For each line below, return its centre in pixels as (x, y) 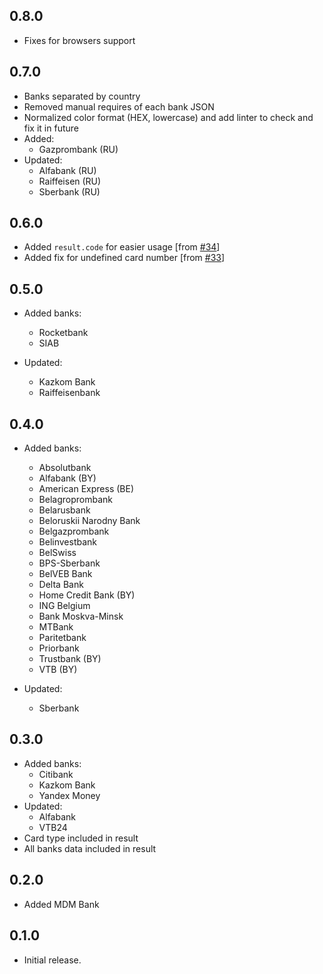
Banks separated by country (82, 96)
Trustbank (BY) (70, 659)
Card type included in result (81, 838)
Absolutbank (65, 468)
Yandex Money (69, 795)
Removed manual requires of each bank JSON (119, 106)
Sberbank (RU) (69, 191)
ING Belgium (64, 606)
